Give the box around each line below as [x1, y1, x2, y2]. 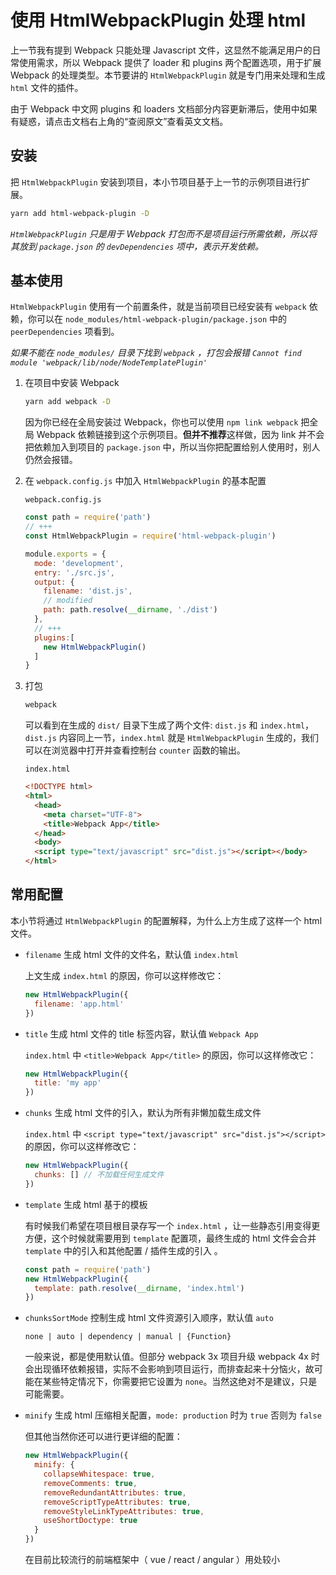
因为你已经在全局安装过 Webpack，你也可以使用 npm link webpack [24, 416, 299, 428]
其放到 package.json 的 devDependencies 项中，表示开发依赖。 [10, 240, 265, 252]
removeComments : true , [43, 1478, 138, 1488]
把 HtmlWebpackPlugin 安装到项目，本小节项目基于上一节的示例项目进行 [10, 176, 302, 188]
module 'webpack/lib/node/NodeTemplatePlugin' [10, 358, 208, 368]
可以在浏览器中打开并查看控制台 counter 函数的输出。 [24, 744, 246, 756]
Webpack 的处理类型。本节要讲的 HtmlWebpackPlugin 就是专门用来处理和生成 [10, 69, 326, 81]
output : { [34, 577, 75, 587]
